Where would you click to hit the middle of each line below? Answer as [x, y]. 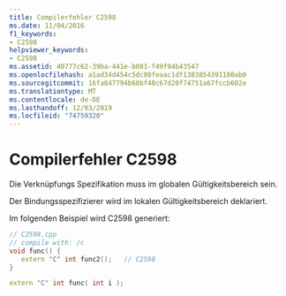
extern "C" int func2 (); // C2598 [88, 259]
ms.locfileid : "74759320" [56, 116]
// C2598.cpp [33, 235]
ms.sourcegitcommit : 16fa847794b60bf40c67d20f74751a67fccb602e [128, 83]
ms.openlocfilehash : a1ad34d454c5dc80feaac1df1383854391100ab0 [128, 75]
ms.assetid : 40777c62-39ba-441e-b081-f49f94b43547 [104, 67]
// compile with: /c [47, 243]
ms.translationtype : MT [53, 91]
